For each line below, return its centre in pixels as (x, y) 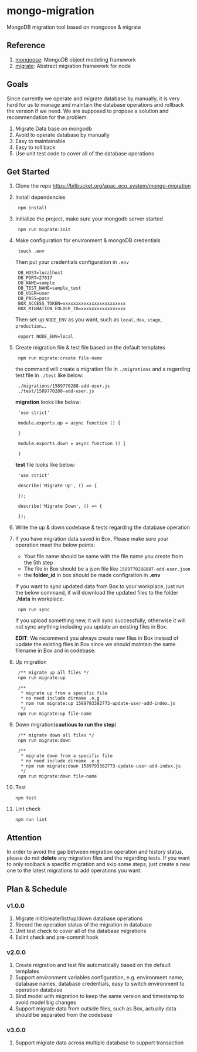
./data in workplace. (40, 599)
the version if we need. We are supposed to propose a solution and (88, 111)
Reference (26, 45)
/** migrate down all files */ (56, 735)
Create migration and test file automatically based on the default (93, 965)
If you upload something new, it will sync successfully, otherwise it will (100, 620)
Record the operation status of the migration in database (83, 924)
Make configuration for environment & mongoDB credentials (88, 240)
